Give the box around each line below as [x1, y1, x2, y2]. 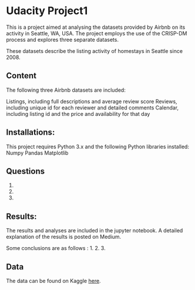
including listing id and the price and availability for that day [6, 110, 150, 117]
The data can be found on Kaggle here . [6, 278, 101, 284]
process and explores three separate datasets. [6, 36, 119, 43]
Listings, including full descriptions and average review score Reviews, [6, 98, 177, 105]
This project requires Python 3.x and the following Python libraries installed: [6, 143, 190, 150]
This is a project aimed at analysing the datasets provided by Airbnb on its [6, 24, 186, 31]
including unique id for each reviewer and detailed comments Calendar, [6, 104, 179, 111]
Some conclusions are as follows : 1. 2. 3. [6, 245, 106, 252]
